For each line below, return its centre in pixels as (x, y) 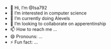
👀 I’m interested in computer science (48, 13)
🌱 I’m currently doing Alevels (40, 18)
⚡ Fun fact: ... (24, 42)
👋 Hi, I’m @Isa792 (28, 8)
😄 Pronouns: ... (26, 36)
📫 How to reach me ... (33, 29)
